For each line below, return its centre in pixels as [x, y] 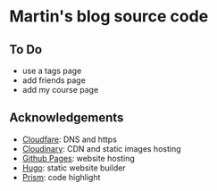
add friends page [54, 80]
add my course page [60, 90]
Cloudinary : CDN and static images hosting [101, 148]
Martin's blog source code [109, 17]
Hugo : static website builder [74, 168]
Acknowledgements [67, 118]
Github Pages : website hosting [79, 158]
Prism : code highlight [61, 177]
